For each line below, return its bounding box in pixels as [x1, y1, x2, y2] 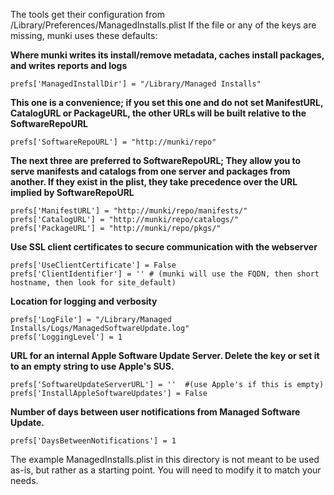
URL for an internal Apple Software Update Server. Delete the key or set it [10, 350, 320, 361]
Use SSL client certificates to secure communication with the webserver [10, 241, 318, 253]
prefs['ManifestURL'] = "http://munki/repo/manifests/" [10, 206, 248, 216]
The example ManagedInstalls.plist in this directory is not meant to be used [10, 454, 320, 465]
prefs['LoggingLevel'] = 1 [10, 332, 123, 342]
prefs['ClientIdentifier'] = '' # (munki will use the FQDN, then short [10, 269, 320, 279]
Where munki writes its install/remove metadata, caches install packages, [10, 49, 325, 61]
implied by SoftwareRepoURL [10, 187, 135, 198]
